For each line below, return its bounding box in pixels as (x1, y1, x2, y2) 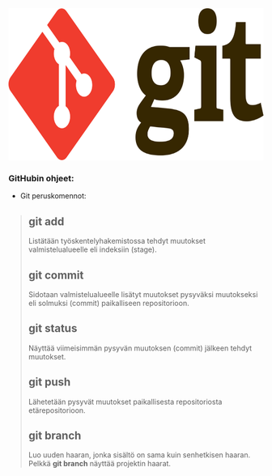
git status (28, 321, 78, 335)
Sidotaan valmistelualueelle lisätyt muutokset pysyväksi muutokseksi (28, 289, 258, 299)
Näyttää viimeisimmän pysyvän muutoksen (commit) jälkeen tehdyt (28, 343, 253, 353)
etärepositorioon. (28, 405, 87, 415)
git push (28, 376, 71, 389)
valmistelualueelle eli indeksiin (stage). (28, 244, 157, 254)
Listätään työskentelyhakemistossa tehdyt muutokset (28, 236, 206, 246)
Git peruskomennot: (19, 191, 87, 201)
